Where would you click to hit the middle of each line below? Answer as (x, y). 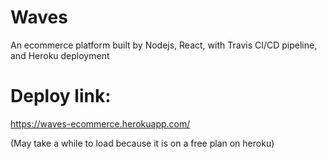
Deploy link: (61, 96)
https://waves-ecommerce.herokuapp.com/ (100, 123)
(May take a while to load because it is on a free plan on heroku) (142, 143)
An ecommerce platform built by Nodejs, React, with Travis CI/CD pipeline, (164, 45)
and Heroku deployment (60, 55)
